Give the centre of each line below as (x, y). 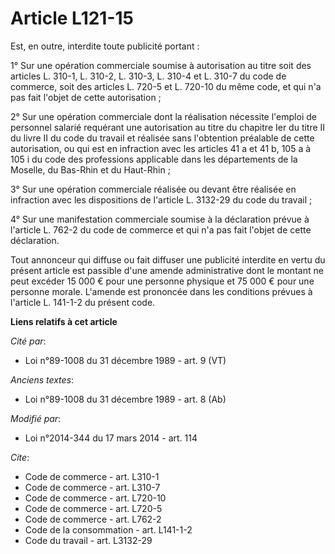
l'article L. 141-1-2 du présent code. (83, 302)
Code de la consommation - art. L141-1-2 (108, 529)
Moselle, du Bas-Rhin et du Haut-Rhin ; (90, 169)
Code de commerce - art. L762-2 (93, 519)
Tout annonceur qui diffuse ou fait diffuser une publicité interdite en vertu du (168, 259)
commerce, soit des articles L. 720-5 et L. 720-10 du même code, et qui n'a (166, 86)
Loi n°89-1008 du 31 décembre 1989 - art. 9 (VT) (125, 360)
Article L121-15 (72, 18)
